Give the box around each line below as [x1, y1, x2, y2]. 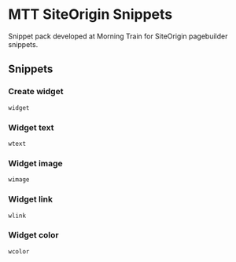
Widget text [8, 122, 54, 133]
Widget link [8, 194, 53, 205]
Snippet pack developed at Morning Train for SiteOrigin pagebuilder [8, 31, 228, 41]
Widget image [8, 158, 63, 169]
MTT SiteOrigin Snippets [8, 5, 173, 24]
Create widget [8, 86, 64, 97]
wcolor [8, 247, 30, 256]
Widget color [8, 230, 59, 241]
